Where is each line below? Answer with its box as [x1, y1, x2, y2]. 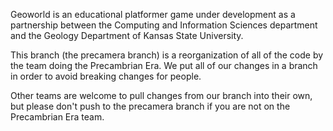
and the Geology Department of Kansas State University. [10, 30, 244, 41]
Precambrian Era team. [10, 111, 105, 123]
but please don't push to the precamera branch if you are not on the [10, 100, 291, 112]
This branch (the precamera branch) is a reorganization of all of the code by [10, 49, 324, 61]
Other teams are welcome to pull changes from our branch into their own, [10, 90, 313, 101]
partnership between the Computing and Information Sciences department [10, 19, 318, 31]
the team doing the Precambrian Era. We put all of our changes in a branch [10, 60, 318, 71]
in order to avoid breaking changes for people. [10, 70, 202, 82]
